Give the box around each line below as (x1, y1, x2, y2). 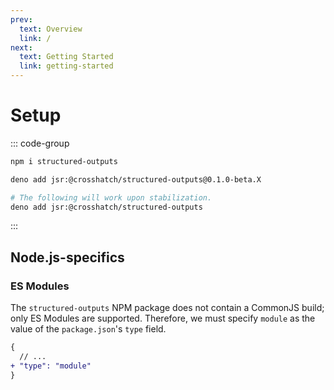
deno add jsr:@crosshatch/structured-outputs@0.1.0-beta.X (10, 174, 262, 185)
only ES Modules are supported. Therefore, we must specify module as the (10, 312, 316, 325)
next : (10, 42, 33, 53)
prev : (10, 14, 33, 25)
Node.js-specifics (10, 249, 125, 266)
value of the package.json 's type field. (10, 323, 167, 335)
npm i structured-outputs (10, 156, 118, 166)
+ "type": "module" (10, 361, 92, 371)
